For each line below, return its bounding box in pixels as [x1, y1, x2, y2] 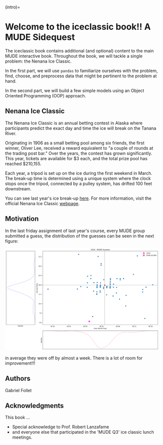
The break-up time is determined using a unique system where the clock [5, 175, 151, 181]
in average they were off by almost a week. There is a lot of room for [5, 355, 143, 361]
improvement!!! [5, 360, 36, 366]
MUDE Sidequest [5, 32, 75, 43]
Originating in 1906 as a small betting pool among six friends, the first [5, 140, 145, 146]
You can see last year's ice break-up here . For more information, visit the [5, 195, 152, 201]
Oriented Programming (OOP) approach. [5, 93, 86, 98]
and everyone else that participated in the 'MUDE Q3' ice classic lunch [12, 429, 155, 435]
